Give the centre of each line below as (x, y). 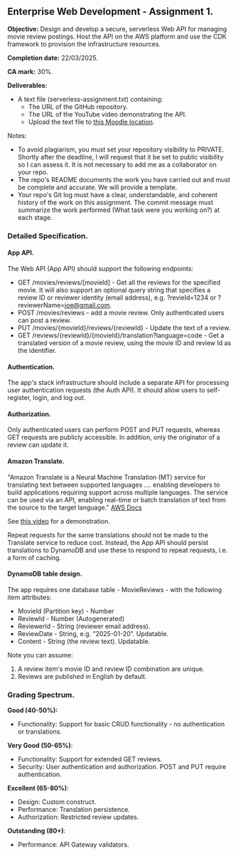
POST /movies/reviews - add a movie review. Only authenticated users (121, 312)
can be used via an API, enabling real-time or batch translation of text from (117, 500)
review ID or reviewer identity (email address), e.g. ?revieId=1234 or (117, 297)
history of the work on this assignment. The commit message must (115, 202)
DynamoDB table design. (45, 574)
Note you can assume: (40, 655)
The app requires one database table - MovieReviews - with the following (115, 589)
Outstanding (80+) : (37, 831)
